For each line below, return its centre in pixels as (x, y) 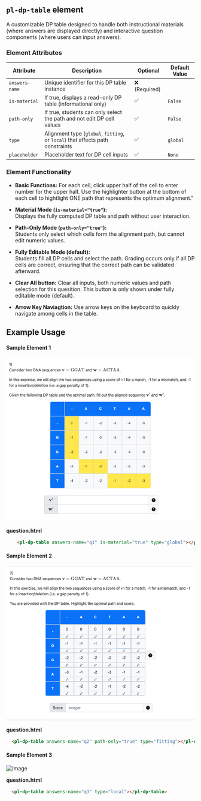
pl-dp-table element (45, 10)
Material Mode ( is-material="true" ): (61, 209)
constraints (58, 146)
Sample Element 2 (29, 556)
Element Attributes (34, 52)
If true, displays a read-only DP (83, 98)
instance (55, 89)
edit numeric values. (40, 240)
